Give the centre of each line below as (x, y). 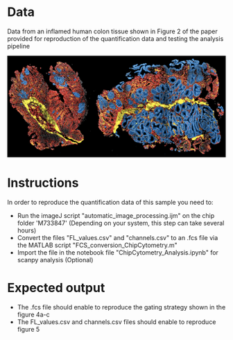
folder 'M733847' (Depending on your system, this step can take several (121, 223)
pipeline (18, 46)
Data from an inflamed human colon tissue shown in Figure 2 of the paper (112, 31)
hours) (27, 230)
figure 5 (28, 330)
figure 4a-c (33, 315)
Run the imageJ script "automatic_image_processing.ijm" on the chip (116, 216)
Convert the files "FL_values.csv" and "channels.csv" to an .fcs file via (118, 238)
